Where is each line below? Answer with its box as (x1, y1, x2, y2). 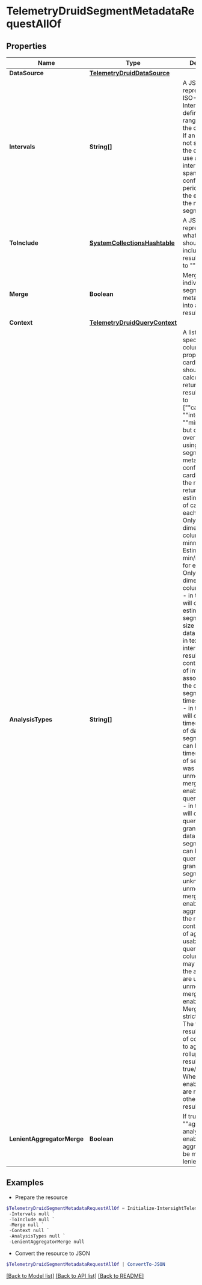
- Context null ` (8, 1228, 50, 1234)
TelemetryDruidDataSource (89, 69, 170, 77)
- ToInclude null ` (8, 1216, 55, 1222)
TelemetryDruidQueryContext (89, 319, 177, 327)
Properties (6, 41, 47, 51)
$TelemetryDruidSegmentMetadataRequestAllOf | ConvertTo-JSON (6, 1261, 165, 1267)
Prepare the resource (14, 1194, 68, 1201)
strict (182, 1012, 197, 1020)
